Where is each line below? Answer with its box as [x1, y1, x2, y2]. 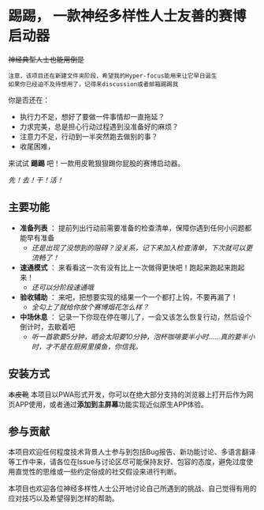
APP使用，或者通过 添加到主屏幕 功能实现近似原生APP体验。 [14, 399, 209, 409]
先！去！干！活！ [8, 175, 64, 184]
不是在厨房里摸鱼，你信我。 [52, 342, 143, 351]
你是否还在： [8, 95, 50, 104]
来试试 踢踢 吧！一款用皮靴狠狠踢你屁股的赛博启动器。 [8, 158, 185, 168]
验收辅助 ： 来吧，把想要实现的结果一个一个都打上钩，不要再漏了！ [19, 292, 238, 301]
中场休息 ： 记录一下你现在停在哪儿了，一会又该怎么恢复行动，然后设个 [19, 312, 252, 321]
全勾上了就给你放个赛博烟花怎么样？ [31, 302, 150, 312]
